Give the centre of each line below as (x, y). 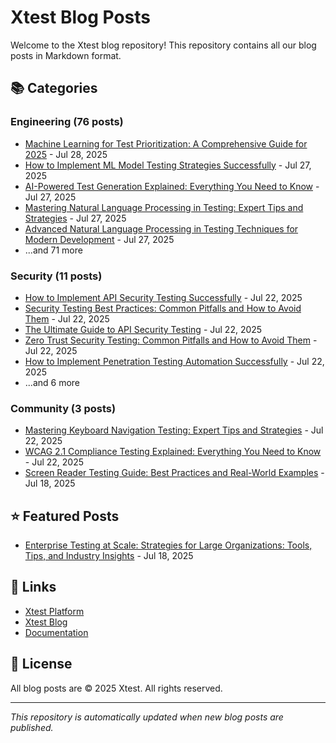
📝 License (41, 664)
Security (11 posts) (56, 276)
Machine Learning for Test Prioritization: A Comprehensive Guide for (166, 143)
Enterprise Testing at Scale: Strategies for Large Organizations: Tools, (168, 545)
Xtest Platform (54, 611)
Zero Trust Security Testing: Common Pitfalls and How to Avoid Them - (171, 340)
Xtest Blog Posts (80, 17)
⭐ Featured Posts (65, 516)
